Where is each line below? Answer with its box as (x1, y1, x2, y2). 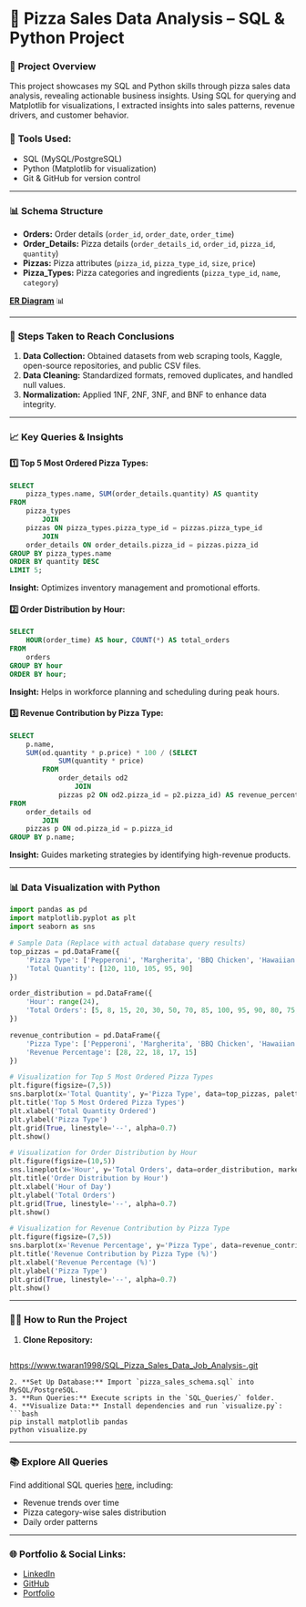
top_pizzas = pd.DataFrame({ (9, 947, 120, 956)
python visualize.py (9, 1425, 88, 1434)
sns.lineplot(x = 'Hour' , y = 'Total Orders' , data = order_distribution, (9, 1165, 275, 1174)
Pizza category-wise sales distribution (22, 1507, 167, 1518)
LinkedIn (22, 1569, 56, 1580)
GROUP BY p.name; (9, 833, 76, 842)
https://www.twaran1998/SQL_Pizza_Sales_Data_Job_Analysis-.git (9, 1359, 259, 1370)
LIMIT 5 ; (9, 566, 43, 575)
